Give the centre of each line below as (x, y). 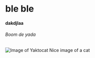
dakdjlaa (14, 23)
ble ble (20, 9)
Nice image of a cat (69, 50)
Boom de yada (21, 35)
